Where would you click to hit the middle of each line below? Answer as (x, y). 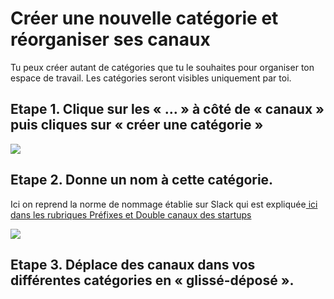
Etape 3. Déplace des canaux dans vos (133, 264)
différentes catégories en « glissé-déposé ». (152, 280)
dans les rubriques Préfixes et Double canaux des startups (131, 214)
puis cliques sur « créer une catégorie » (137, 125)
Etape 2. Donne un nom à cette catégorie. (142, 180)
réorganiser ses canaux (110, 39)
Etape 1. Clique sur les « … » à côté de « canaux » (167, 109)
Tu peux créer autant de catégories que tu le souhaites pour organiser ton (162, 67)
